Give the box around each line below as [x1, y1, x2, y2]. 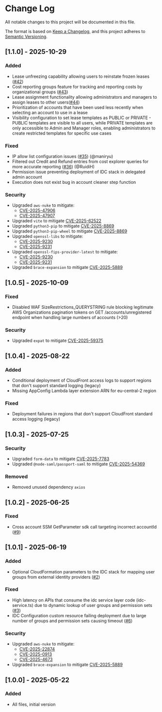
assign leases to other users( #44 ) [12, 99, 80, 105]
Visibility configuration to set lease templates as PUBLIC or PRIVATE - [12, 115, 151, 121]
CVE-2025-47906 [19, 208, 56, 214]
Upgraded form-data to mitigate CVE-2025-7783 [12, 456, 110, 462]
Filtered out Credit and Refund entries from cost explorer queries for [12, 159, 149, 164]
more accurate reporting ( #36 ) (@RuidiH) [12, 163, 95, 169]
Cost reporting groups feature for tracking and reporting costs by [12, 84, 143, 89]
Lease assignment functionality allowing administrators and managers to [12, 94, 157, 100]
